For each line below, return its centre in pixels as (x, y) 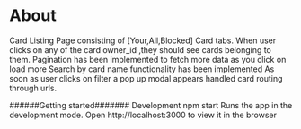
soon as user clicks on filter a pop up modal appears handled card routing (146, 78)
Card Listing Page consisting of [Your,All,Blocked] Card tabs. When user (143, 40)
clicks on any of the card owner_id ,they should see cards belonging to (141, 49)
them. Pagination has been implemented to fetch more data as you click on (148, 59)
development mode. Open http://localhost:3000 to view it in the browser (143, 115)
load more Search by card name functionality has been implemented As (142, 69)
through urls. (33, 88)
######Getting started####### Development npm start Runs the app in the (151, 105)
